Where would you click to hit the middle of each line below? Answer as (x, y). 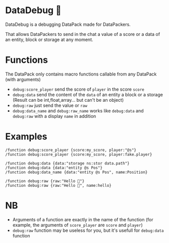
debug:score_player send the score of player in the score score (78, 89)
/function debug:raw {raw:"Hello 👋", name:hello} (59, 185)
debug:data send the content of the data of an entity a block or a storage (88, 94)
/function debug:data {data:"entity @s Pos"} (54, 168)
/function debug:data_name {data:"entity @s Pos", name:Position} (76, 172)
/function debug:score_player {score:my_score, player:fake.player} (79, 154)
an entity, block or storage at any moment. (49, 39)
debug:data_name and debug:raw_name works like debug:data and (78, 110)
